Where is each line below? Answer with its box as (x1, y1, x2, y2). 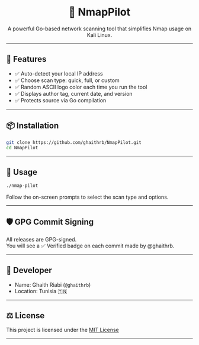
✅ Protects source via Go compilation (14, 96, 107, 103)
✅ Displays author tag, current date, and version (14, 90, 133, 97)
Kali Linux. (86, 31, 113, 38)
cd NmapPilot (6, 145, 38, 151)
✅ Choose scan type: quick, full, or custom (14, 77, 120, 84)
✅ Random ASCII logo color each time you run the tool (14, 83, 147, 90)
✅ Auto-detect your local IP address (14, 70, 103, 77)
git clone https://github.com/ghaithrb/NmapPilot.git (6, 139, 142, 145)
